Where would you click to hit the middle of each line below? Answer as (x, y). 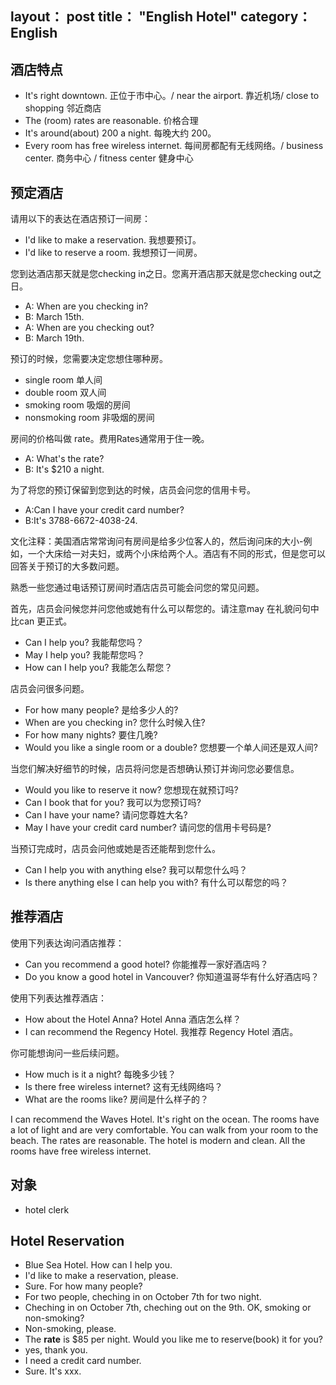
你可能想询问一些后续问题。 (67, 1053)
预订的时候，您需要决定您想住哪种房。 (89, 359)
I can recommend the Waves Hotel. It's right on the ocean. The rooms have (165, 1119)
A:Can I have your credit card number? (104, 510)
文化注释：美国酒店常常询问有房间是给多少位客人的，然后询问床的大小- (157, 541)
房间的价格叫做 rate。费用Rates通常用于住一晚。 (110, 439)
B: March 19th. (54, 338)
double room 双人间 (65, 393)
